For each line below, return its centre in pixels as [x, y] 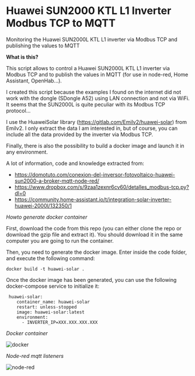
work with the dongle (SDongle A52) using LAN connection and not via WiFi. [98, 98]
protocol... [18, 111]
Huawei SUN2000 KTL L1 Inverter [89, 11]
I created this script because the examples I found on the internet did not [94, 92]
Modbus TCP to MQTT [61, 23]
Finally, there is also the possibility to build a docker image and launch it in [95, 146]
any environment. [27, 152]
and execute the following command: [51, 258]
